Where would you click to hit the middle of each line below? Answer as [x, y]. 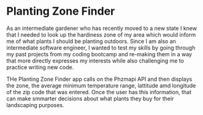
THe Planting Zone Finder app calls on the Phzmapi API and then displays [99, 79]
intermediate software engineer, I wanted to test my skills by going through [101, 48]
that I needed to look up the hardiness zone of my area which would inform [101, 34]
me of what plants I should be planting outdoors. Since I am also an [91, 41]
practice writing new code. [40, 67]
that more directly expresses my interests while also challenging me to [95, 61]
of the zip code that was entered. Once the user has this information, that [99, 92]
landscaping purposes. [35, 105]
